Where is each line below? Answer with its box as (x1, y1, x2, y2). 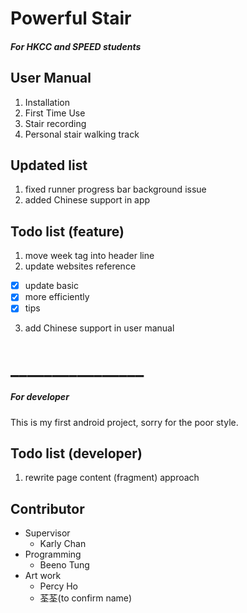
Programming (24, 548, 82, 561)
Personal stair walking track (24, 128, 140, 140)
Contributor (10, 500, 85, 517)
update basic (24, 280, 79, 292)
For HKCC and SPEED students (10, 40, 142, 52)
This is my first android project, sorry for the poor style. (10, 416, 239, 428)
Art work (24, 570, 62, 582)
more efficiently (24, 291, 90, 303)
